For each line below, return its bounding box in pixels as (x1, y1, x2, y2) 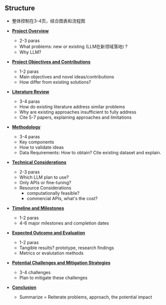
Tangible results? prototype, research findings (19, 245, 114, 251)
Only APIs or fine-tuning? (19, 179, 72, 185)
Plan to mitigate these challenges (19, 275, 88, 281)
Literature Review (11, 88, 49, 94)
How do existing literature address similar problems (19, 103, 125, 109)
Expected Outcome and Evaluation (11, 230, 85, 236)
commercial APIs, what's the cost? (26, 195, 98, 201)
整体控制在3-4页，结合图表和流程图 (11, 17, 85, 24)
